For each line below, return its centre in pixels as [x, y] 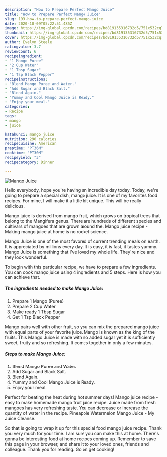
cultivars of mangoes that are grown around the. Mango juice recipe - [77, 226]
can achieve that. [23, 277]
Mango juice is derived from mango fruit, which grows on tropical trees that [83, 216]
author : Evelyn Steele [29, 42]
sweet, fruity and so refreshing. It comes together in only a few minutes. [79, 342]
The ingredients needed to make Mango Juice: [54, 288]
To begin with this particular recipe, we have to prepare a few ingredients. [81, 267]
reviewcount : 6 [21, 51]
